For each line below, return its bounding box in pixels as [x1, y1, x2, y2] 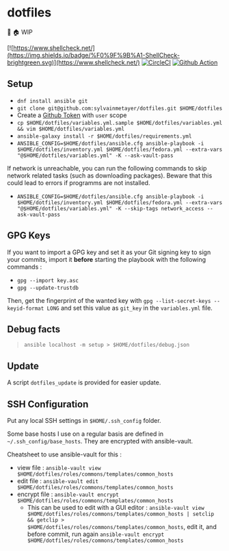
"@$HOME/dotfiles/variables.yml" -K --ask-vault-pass [16, 152, 174, 159]
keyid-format [7, 305, 44, 312]
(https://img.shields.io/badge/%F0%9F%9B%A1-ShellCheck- [7, 51, 180, 59]
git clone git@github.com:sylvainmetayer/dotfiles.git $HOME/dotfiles [16, 105, 223, 112]
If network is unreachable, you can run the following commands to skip [7, 164, 207, 172]
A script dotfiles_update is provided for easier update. [7, 378, 161, 387]
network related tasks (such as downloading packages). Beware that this [7, 171, 213, 180]
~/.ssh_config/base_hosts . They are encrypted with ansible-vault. [7, 437, 193, 445]
